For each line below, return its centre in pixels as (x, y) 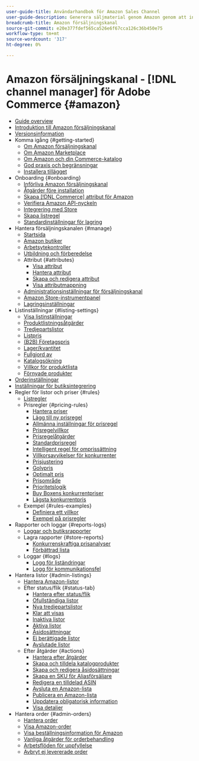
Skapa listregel (42, 215)
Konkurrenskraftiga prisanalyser (71, 543)
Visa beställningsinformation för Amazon (73, 733)
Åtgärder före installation (54, 190)
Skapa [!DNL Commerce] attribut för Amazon (78, 196)
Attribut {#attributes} (49, 259)
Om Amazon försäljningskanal (60, 146)
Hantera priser (50, 411)
